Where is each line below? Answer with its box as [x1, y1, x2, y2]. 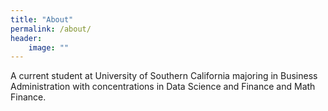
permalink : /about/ [10, 24, 92, 34]
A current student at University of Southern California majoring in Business [10, 70, 318, 82]
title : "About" [10, 14, 74, 25]
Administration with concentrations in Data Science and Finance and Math [10, 81, 316, 93]
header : [10, 33, 43, 43]
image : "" [28, 42, 70, 53]
